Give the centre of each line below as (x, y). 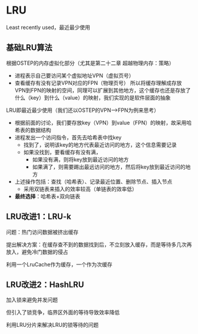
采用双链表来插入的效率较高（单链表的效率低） (80, 189)
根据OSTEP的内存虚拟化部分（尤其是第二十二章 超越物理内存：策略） (90, 63)
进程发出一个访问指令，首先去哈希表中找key (68, 137)
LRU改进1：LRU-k (39, 216)
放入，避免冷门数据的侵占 (37, 252)
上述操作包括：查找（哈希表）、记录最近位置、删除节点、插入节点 (93, 181)
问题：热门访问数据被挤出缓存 (42, 232)
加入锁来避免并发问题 (32, 300)
